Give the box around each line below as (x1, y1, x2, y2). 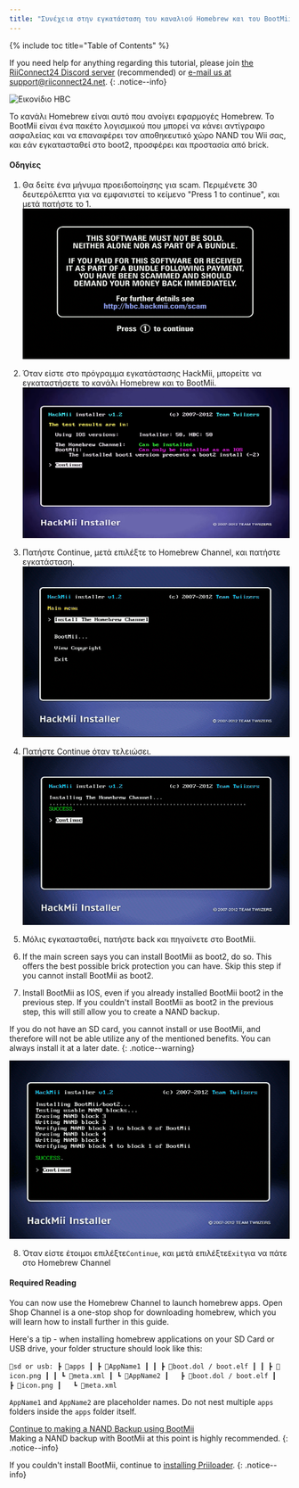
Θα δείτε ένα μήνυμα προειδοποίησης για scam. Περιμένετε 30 (21, 179, 258, 190)
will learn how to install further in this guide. (9, 1317, 170, 1327)
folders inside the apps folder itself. (9, 1406, 137, 1418)
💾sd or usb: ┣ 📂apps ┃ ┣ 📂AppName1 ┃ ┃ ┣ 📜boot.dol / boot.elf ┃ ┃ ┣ (9, 1362, 273, 1371)
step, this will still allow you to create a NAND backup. (21, 1006, 221, 1017)
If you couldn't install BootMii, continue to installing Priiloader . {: (9, 1459, 243, 1471)
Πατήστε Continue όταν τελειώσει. (21, 746, 151, 757)
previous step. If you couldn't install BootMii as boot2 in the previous (21, 997, 274, 1008)
